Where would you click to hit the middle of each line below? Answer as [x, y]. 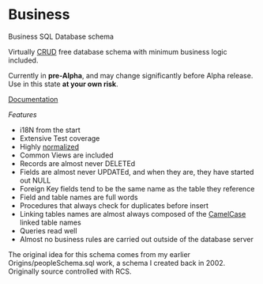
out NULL [35, 180]
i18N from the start [50, 130]
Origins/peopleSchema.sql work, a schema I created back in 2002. [117, 263]
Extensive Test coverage [60, 138]
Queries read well [48, 230]
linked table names [50, 222]
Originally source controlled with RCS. [70, 271]
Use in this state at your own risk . [63, 84]
